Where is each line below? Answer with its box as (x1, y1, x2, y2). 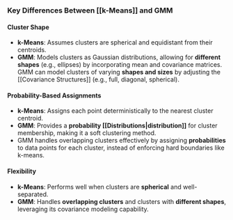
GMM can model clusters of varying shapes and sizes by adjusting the (17, 68, 221, 77)
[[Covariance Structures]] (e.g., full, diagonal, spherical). (17, 75, 179, 84)
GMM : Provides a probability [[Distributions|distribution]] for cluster (17, 121, 218, 130)
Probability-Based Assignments (7, 91, 102, 100)
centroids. (17, 46, 47, 54)
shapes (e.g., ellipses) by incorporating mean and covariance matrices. (17, 61, 223, 69)
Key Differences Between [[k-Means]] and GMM (7, 6, 173, 15)
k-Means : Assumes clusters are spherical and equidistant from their (17, 38, 214, 47)
